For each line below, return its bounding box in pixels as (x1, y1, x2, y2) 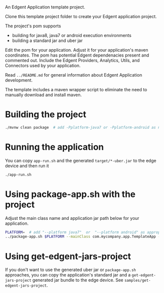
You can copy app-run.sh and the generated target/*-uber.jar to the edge (5, 157, 157, 163)
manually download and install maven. (5, 92, 82, 98)
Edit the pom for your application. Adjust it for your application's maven (5, 47, 148, 53)
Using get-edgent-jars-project (5, 251, 131, 262)
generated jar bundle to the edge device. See (32, 277, 123, 283)
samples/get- (124, 278, 151, 283)
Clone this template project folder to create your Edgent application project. (5, 14, 157, 19)
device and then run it (5, 163, 49, 169)
